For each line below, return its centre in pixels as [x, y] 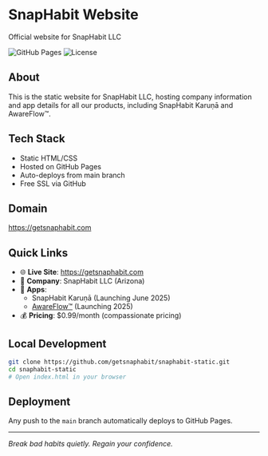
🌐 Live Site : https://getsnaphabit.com [81, 272]
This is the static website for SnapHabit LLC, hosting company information [130, 97]
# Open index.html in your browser [67, 377]
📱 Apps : [33, 290]
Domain [28, 208]
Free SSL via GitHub [53, 183]
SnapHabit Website [73, 15]
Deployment [39, 402]
